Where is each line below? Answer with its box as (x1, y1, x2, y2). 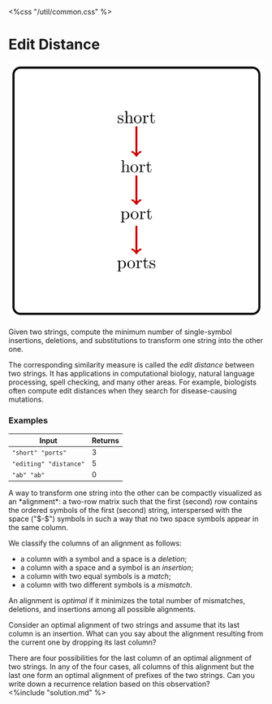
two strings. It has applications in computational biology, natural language (8, 368, 255, 378)
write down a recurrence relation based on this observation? (8, 679, 210, 689)
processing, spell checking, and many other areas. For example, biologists (8, 377, 257, 387)
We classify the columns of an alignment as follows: (8, 538, 182, 548)
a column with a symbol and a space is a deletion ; (19, 554, 188, 563)
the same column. (8, 522, 69, 532)
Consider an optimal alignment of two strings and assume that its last (8, 619, 240, 629)
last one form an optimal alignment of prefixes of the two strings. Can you (8, 670, 255, 680)
